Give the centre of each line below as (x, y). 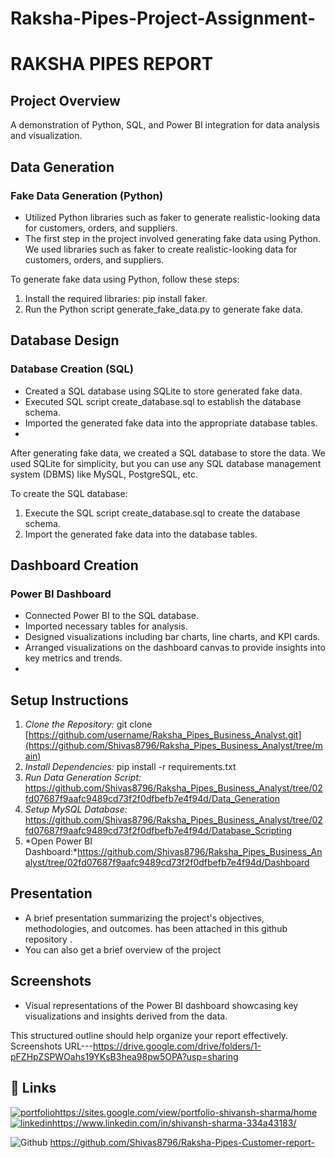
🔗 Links (33, 1088)
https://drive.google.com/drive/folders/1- (177, 1046)
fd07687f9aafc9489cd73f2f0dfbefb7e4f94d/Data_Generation (152, 799)
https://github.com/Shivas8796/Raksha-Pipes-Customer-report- (182, 1142)
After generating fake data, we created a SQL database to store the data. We (168, 453)
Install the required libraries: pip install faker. (116, 298)
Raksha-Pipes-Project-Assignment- (163, 18)
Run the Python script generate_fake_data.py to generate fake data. (164, 309)
